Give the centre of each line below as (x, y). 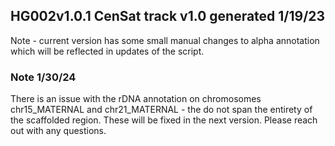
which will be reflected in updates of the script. (107, 51)
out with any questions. (58, 131)
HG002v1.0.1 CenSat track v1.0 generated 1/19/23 (168, 16)
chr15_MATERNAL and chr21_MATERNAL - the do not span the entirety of (161, 110)
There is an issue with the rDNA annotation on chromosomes (136, 99)
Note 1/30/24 (43, 77)
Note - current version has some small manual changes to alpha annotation (165, 40)
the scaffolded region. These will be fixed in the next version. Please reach (164, 120)
